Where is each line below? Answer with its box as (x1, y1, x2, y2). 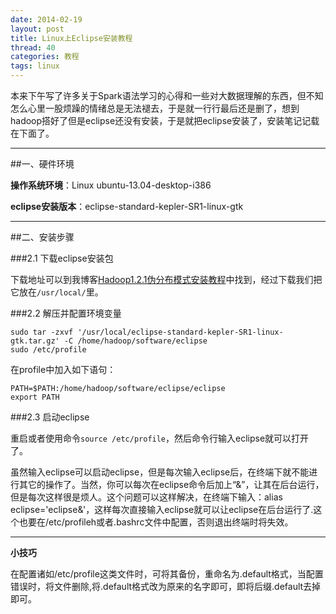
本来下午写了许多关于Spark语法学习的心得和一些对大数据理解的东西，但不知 (10, 90, 324, 101)
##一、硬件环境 (10, 158, 75, 170)
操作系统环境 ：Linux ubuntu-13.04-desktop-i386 (10, 179, 212, 191)
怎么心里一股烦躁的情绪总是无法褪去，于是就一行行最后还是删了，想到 (10, 102, 300, 114)
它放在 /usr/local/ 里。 (10, 286, 104, 298)
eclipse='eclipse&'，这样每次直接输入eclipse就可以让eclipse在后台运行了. (10, 504, 314, 515)
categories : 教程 (10, 52, 80, 62)
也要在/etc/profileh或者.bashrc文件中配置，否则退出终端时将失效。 (18, 516, 294, 528)
